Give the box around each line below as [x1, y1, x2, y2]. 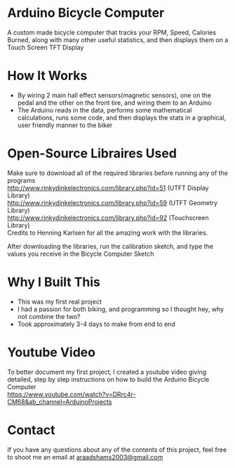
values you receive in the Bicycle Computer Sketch [7, 249, 154, 258]
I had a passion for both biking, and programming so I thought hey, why [17, 304, 224, 313]
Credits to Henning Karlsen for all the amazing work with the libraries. [7, 228, 208, 237]
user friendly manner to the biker [17, 121, 113, 129]
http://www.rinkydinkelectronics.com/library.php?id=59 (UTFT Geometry [7, 198, 218, 207]
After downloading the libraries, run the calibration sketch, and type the [7, 242, 214, 250]
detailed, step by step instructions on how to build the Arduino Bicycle [7, 375, 210, 384]
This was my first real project [17, 297, 102, 306]
